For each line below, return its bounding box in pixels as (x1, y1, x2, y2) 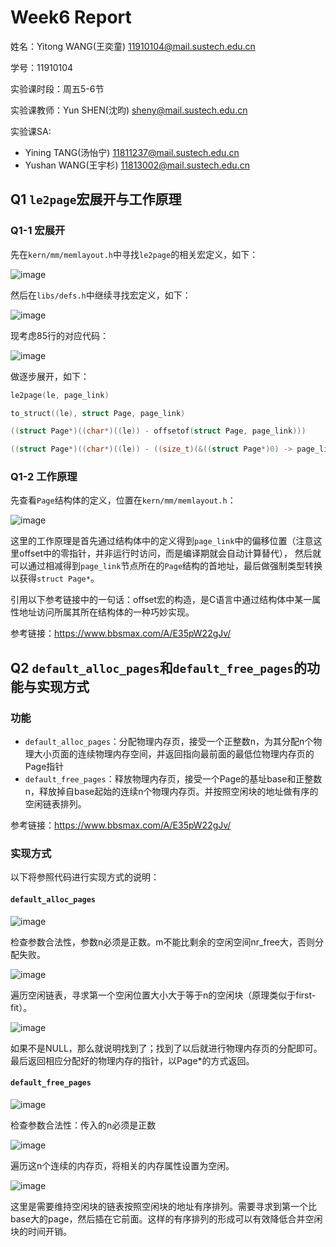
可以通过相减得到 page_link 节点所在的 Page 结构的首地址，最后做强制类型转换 (10, 560, 323, 572)
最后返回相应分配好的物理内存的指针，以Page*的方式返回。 (10, 1054, 255, 1066)
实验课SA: (10, 125, 52, 137)
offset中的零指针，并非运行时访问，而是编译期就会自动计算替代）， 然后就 (18, 547, 322, 560)
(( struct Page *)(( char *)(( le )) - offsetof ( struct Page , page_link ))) (10, 426, 307, 436)
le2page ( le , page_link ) (10, 390, 110, 400)
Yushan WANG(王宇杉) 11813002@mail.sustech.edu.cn (24, 159, 250, 171)
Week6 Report (10, 6, 132, 29)
